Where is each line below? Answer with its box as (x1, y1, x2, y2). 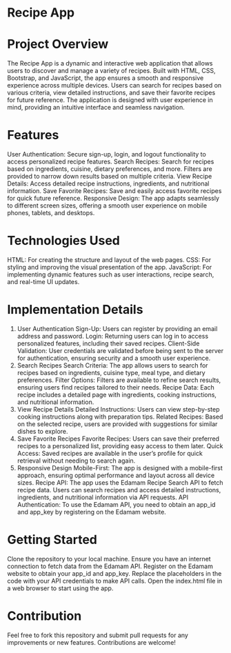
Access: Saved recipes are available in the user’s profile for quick (17, 449, 203, 457)
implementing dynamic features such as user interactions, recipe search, (7, 270, 214, 279)
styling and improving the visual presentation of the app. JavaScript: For (7, 263, 212, 271)
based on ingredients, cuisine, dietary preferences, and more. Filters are (7, 165, 212, 173)
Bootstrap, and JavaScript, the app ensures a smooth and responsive (7, 74, 204, 82)
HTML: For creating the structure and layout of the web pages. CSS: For (7, 256, 212, 263)
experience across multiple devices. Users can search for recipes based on (7, 81, 222, 90)
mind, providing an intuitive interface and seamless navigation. (7, 103, 185, 112)
